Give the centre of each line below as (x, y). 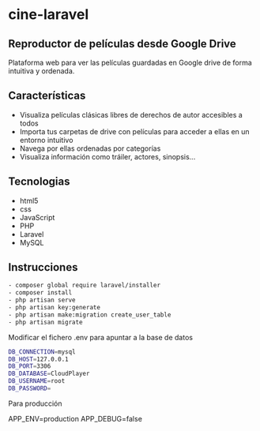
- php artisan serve (42, 300)
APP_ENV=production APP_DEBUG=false (75, 418)
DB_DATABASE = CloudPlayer (49, 374)
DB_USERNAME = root (37, 381)
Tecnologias (39, 182)
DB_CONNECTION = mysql (42, 352)
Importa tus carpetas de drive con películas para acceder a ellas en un (135, 131)
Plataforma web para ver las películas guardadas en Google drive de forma (130, 62)
